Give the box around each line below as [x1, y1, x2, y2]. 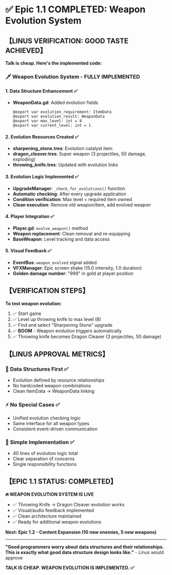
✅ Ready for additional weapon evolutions [12, 519, 101, 525]
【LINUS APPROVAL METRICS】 [5, 350, 109, 359]
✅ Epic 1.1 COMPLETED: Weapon [5, 4, 146, 15]
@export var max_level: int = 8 [12, 118, 82, 124]
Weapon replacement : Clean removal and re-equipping [12, 230, 131, 236]
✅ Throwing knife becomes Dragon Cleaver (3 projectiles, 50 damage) [12, 333, 162, 340]
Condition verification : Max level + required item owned [12, 196, 132, 202]
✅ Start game [12, 310, 41, 316]
